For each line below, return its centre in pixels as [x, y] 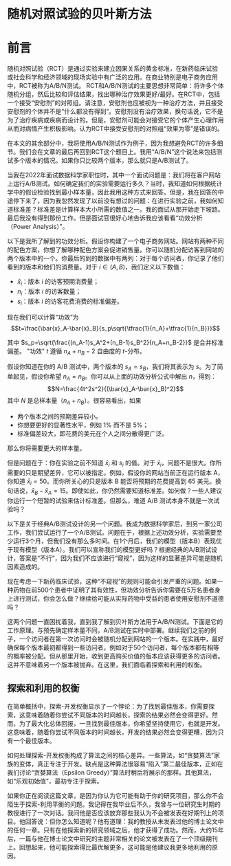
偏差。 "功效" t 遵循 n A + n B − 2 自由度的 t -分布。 [76, 352]
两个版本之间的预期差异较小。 [59, 416]
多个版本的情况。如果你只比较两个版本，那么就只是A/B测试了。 [102, 160]
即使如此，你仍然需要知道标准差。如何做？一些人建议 [146, 491]
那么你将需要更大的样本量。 [46, 448]
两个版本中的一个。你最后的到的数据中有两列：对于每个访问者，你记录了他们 [115, 258]
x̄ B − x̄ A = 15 [48, 492]
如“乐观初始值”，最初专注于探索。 [55, 781]
